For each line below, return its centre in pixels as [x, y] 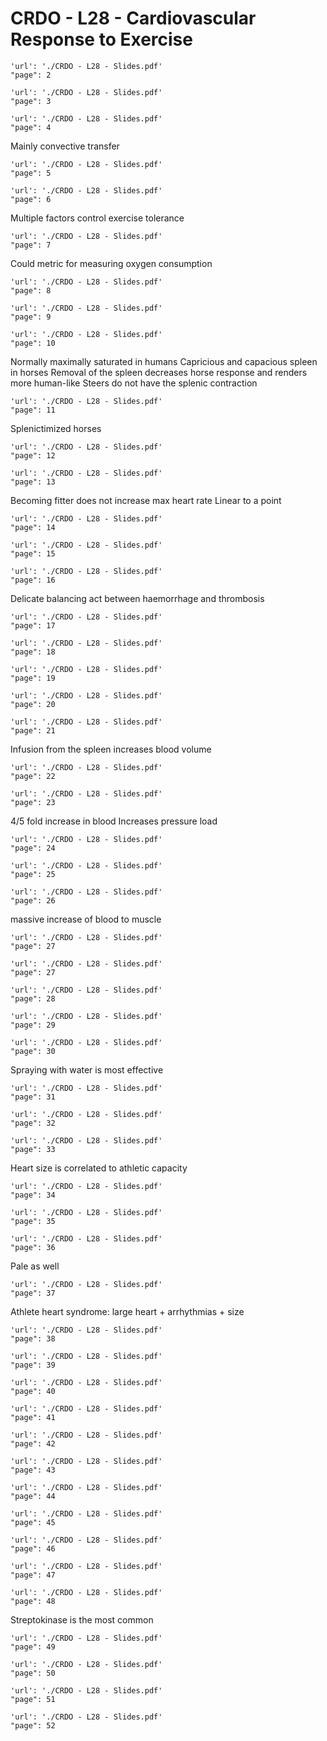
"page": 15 [33, 553]
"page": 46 [33, 1548]
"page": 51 [33, 1699]
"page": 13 [33, 482]
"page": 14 [33, 527]
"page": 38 [33, 1338]
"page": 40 [33, 1391]
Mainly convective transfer [65, 146]
